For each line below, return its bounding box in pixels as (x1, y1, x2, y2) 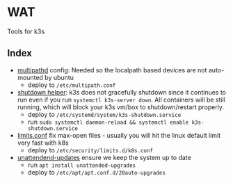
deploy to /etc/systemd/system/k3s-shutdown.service (27, 110, 182, 118)
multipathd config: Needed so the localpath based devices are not (17, 65, 207, 74)
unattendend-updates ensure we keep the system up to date (17, 153, 191, 161)
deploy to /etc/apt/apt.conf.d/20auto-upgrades (27, 168, 166, 176)
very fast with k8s (17, 138, 69, 147)
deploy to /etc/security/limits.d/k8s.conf (27, 145, 153, 154)
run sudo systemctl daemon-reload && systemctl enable (27, 118, 189, 126)
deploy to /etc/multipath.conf (27, 81, 116, 89)
